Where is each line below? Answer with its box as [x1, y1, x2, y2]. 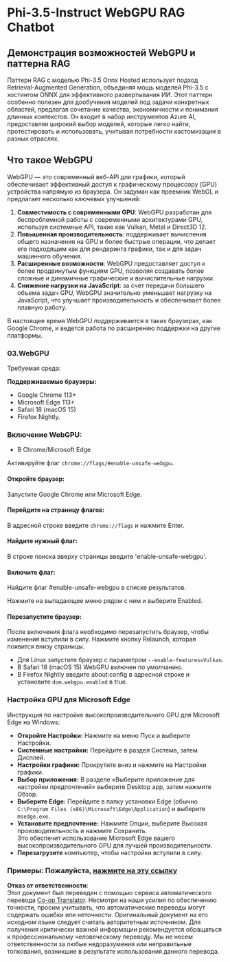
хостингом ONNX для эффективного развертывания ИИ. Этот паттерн [7, 91, 213, 99]
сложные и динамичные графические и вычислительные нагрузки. [16, 274, 215, 282]
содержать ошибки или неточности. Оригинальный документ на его [7, 911, 208, 919]
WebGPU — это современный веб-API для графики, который [7, 172, 185, 181]
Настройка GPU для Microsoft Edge [7, 695, 130, 704]
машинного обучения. [16, 252, 82, 260]
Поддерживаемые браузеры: [7, 378, 97, 386]
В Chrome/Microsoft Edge [16, 446, 91, 454]
